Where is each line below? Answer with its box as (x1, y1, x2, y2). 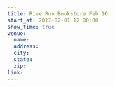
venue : (7, 29, 27, 37)
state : (13, 56, 33, 63)
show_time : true (7, 23, 55, 30)
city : (13, 50, 30, 57)
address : (13, 43, 39, 50)
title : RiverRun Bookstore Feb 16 (7, 10, 109, 18)
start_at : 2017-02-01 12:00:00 (7, 17, 99, 24)
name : (13, 36, 30, 43)
